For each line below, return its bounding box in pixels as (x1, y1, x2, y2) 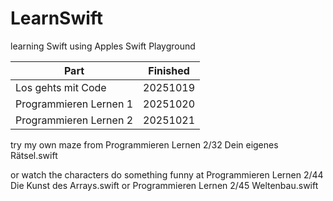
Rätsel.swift (10, 149, 58, 161)
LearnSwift (10, 7, 104, 30)
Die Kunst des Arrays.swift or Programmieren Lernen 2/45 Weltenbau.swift (10, 179, 319, 191)
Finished (148, 63, 190, 77)
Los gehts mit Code (15, 80, 107, 94)
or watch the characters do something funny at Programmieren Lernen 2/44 (10, 168, 324, 181)
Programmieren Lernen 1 (15, 97, 134, 111)
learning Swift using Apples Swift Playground (10, 40, 196, 52)
